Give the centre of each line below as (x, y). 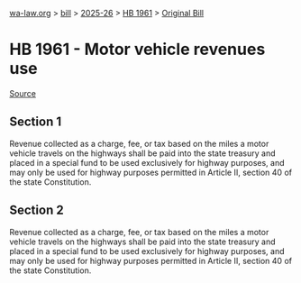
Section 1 (35, 122)
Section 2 (37, 210)
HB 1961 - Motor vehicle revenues (137, 50)
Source (23, 93)
